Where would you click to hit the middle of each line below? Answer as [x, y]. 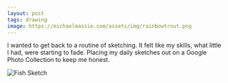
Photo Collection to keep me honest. [58, 60]
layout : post [26, 13]
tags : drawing [27, 20]
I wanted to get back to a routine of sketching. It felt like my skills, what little [114, 46]
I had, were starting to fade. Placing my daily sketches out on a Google [107, 52]
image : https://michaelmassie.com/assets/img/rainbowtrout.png [100, 26]
